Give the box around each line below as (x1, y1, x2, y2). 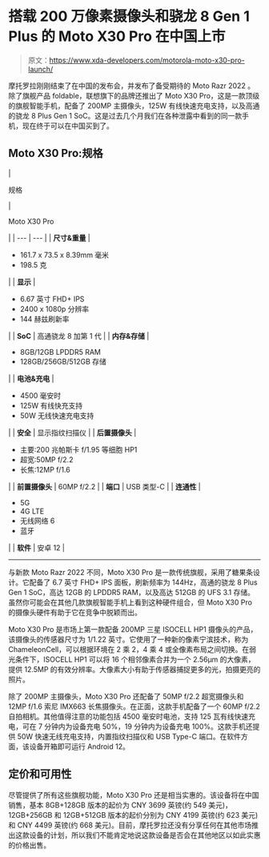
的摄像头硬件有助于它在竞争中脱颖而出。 (8, 607, 142, 617)
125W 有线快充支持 (19, 400, 83, 410)
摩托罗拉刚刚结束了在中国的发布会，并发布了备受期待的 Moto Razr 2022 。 (8, 81, 255, 91)
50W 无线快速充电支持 (19, 410, 94, 420)
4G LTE (19, 506, 45, 516)
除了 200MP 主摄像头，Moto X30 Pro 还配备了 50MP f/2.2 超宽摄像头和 (8, 691, 244, 701)
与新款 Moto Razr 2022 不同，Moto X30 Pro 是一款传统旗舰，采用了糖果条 (8, 567, 254, 577)
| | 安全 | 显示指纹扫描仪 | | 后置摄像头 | (8, 428, 137, 437)
